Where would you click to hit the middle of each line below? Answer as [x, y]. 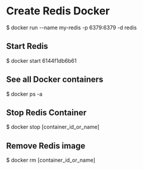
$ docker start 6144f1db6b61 [41, 60]
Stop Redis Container [46, 113]
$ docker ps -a [24, 94]
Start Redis [27, 46]
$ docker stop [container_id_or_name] [53, 127]
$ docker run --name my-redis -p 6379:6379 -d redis [71, 27]
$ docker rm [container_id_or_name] [51, 160]
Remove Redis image [46, 145]
